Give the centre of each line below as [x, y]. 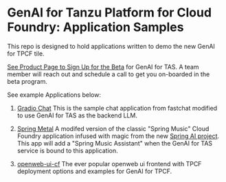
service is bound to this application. [67, 150]
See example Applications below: [54, 95]
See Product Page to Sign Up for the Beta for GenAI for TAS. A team [103, 67]
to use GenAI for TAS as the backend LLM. [77, 115]
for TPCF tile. [26, 54]
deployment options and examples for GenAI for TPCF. [94, 171]
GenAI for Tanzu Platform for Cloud [109, 13]
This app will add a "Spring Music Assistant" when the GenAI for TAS [115, 143]
